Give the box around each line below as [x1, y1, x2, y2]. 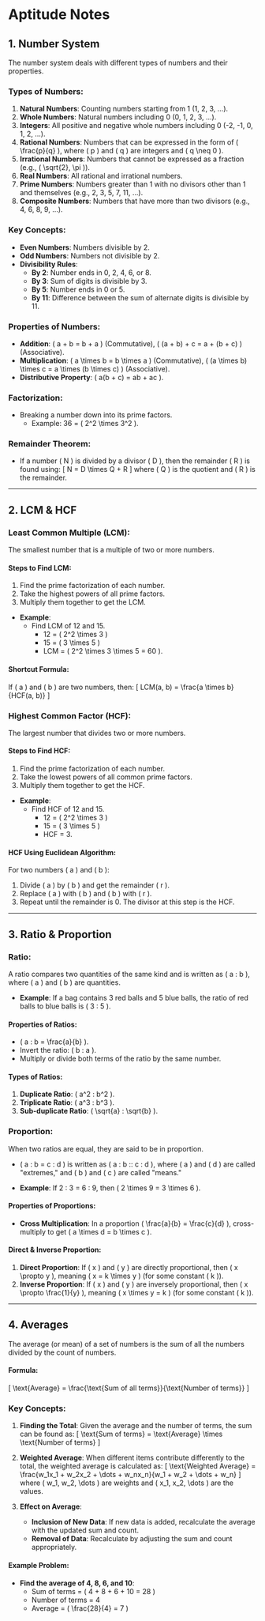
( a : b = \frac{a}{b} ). [19, 1037, 89, 1046]
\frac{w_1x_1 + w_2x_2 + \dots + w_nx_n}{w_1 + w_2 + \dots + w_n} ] [19, 1470, 242, 1480]
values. [19, 1487, 43, 1496]
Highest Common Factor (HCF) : [8, 710, 132, 721]
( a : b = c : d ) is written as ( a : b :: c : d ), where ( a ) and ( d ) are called [19, 1159, 256, 1169]
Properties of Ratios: [8, 1020, 77, 1029]
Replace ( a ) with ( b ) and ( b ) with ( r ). [19, 889, 152, 899]
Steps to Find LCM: [8, 563, 72, 572]
